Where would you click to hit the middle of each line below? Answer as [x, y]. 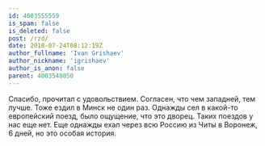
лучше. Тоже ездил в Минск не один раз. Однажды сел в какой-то [123, 107]
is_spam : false [34, 23]
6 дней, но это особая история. [63, 133]
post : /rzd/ [28, 38]
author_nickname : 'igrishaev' [59, 61]
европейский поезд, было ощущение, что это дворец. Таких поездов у [131, 116]
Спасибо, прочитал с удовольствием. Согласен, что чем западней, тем [132, 98]
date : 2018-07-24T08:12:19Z [56, 46]
